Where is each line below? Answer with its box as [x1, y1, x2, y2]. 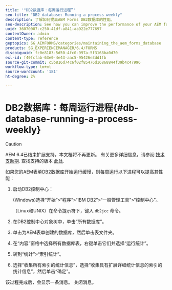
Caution [5, 141, 22, 147]
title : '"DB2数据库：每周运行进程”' [5, 7, 76, 13]
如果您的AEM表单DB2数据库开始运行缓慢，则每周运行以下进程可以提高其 [5, 168, 159, 175]
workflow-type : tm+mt [5, 64, 52, 69]
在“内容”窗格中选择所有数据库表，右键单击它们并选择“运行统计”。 [12, 240, 151, 246]
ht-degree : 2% [5, 74, 36, 79]
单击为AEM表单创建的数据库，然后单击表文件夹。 [12, 229, 117, 235]
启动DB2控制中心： [12, 186, 54, 192]
